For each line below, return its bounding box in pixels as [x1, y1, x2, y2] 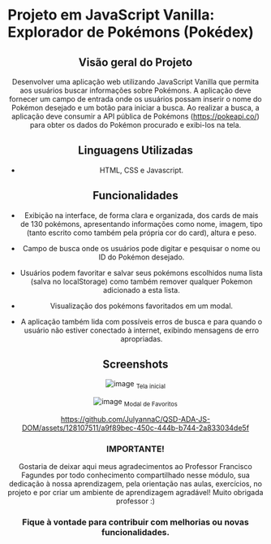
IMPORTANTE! [105, 443, 166, 455]
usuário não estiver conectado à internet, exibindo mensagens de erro [24, 325, 260, 335]
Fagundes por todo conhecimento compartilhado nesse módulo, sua [20, 470, 251, 481]
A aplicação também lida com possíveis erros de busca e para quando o [20, 316, 263, 326]
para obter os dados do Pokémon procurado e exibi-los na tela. [29, 120, 242, 129]
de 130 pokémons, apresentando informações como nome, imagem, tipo [20, 219, 263, 228]
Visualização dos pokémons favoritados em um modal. [49, 301, 233, 311]
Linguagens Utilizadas [77, 144, 194, 158]
